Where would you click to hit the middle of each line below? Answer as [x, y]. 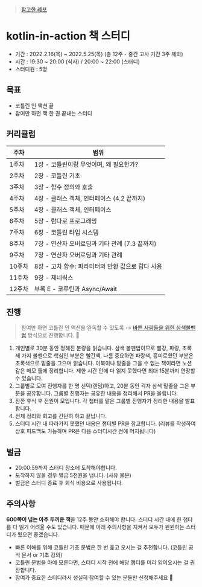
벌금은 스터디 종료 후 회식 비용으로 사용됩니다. [69, 483]
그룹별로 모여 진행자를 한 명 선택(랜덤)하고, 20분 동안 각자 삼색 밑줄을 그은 [102, 386]
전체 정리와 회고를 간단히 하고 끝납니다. [61, 416]
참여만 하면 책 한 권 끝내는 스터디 [53, 113]
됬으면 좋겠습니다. [38, 534]
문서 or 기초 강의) [42, 555]
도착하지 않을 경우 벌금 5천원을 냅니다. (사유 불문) [73, 475]
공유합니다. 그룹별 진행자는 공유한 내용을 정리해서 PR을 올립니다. [102, 393]
